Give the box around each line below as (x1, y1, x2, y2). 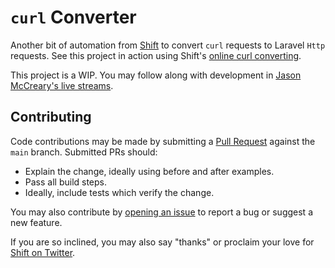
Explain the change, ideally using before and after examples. (24, 165, 275, 177)
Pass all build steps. (24, 176, 108, 188)
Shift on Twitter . (10, 246, 76, 258)
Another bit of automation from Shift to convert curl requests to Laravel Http (10, 39, 326, 51)
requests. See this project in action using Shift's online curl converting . (10, 49, 302, 61)
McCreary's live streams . (10, 79, 114, 91)
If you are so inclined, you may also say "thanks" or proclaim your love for (10, 236, 315, 248)
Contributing (10, 109, 92, 126)
